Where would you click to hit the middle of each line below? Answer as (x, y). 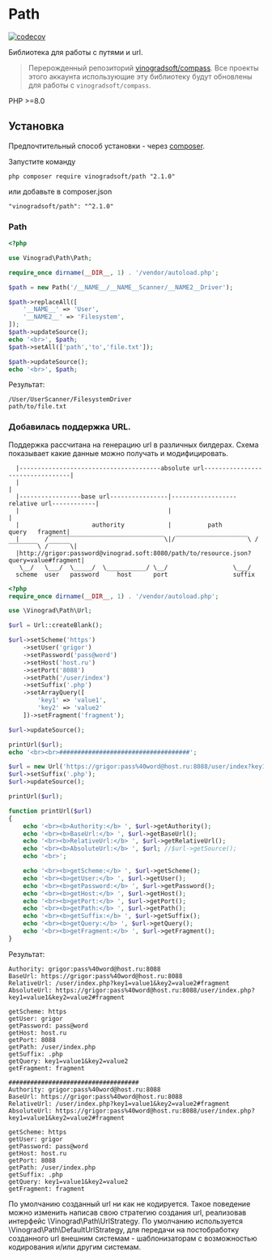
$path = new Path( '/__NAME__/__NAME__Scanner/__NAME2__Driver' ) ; (121, 287)
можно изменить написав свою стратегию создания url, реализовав (127, 1212)
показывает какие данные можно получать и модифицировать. (119, 453)
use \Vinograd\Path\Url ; (50, 611)
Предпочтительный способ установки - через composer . (106, 146)
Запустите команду (42, 161)
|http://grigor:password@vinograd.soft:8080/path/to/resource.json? (134, 553)
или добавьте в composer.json (60, 191)
